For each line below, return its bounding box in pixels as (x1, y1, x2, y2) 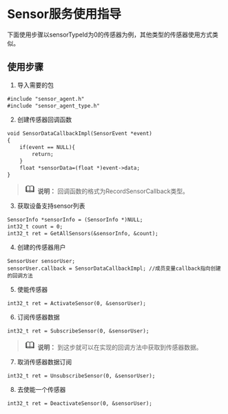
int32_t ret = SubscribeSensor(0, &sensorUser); (7, 327, 149, 335)
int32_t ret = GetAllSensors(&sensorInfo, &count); (7, 230, 158, 237)
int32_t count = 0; (7, 223, 63, 230)
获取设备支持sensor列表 (17, 201, 85, 210)
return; (32, 150, 54, 157)
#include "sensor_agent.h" (7, 95, 85, 102)
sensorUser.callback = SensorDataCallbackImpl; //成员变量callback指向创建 (7, 265, 222, 272)
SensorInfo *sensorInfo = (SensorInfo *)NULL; (7, 216, 143, 223)
